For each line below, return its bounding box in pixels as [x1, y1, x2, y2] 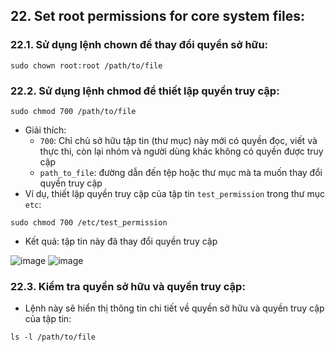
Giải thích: [24, 124, 67, 136]
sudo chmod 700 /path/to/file [10, 106, 137, 116]
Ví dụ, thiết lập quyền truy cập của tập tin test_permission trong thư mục [24, 187, 325, 199]
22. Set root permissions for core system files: [10, 8, 305, 25]
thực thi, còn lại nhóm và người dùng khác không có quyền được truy [39, 145, 324, 157]
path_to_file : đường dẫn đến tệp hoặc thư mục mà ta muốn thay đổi [39, 166, 323, 178]
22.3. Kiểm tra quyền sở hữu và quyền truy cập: [10, 279, 246, 293]
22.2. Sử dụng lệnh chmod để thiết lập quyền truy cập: [10, 84, 280, 98]
